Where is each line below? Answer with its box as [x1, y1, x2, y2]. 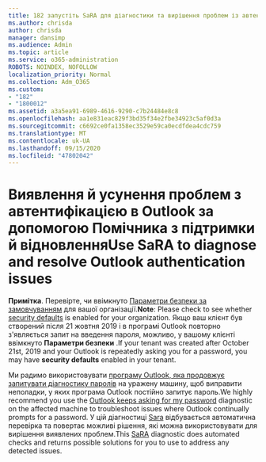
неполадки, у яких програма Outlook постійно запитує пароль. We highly [8, 388, 253, 397]
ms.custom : [8, 85, 44, 94]
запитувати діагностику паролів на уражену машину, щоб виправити [8, 379, 242, 388]
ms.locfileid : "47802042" [8, 151, 93, 159]
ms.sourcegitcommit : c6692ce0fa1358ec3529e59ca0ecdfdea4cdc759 [8, 122, 222, 130]
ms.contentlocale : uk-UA [8, 136, 90, 145]
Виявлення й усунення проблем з [8, 185, 241, 204]
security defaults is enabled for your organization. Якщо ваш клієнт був [8, 313, 243, 323]
